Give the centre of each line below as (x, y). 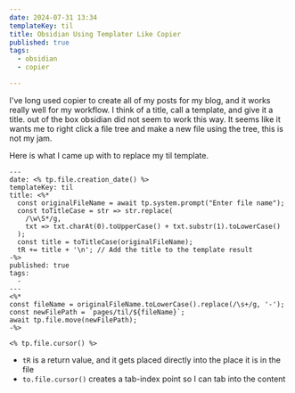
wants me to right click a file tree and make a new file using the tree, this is (146, 128)
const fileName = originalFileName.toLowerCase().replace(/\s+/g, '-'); (147, 304)
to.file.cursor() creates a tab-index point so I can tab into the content (154, 379)
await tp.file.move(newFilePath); (74, 320)
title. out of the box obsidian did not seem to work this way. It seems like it (145, 119)
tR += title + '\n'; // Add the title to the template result (135, 250)
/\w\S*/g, (44, 218)
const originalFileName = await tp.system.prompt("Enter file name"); (151, 203)
